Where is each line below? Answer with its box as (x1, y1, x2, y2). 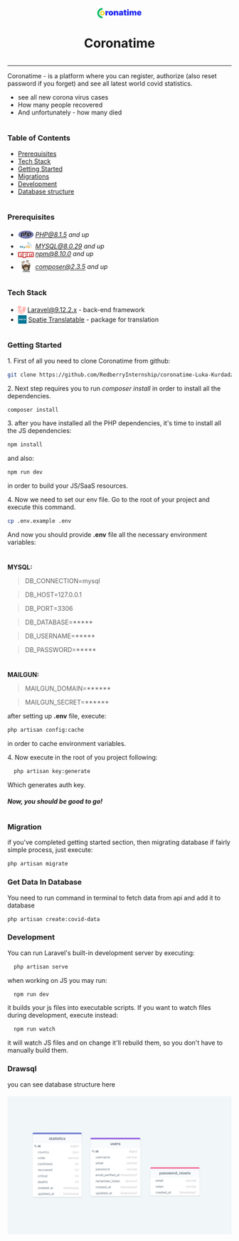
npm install (7, 441, 43, 449)
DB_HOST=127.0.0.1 (24, 590, 82, 599)
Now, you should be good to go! (7, 797, 103, 805)
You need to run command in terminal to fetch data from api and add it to (7, 893, 221, 902)
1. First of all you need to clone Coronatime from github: (7, 356, 171, 365)
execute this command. (7, 503, 76, 511)
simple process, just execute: (7, 846, 93, 854)
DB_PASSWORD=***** (24, 646, 97, 654)
